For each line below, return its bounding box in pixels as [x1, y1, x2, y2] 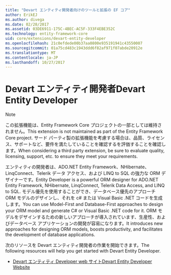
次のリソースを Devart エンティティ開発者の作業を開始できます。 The [5, 242, 150, 248]
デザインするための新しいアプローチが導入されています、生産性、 [18, 214, 157, 220]
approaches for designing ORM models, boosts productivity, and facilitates [5, 226, 163, 233]
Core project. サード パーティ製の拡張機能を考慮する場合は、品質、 [5, 135, 147, 141]
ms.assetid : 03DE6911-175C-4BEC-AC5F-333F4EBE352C [5, 27, 115, 32]
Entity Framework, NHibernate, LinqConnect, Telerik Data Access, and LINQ [5, 182, 165, 189]
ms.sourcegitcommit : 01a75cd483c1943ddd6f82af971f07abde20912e [5, 45, 143, 51]
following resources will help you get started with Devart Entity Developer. [5, 248, 161, 254]
